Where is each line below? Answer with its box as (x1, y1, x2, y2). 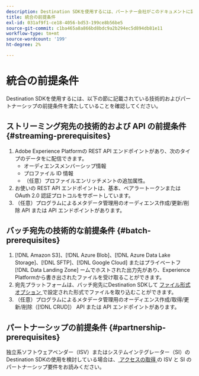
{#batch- (116, 226, 151, 236)
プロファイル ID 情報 (23, 169, 74, 176)
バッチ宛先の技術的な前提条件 (6, 226, 115, 236)
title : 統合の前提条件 (6, 14, 56, 20)
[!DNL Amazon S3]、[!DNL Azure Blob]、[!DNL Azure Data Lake (14, 252, 171, 259)
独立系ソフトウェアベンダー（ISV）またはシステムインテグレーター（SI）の (6, 349, 191, 356)
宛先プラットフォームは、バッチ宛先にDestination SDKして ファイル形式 (14, 281, 191, 288)
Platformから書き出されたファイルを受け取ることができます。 (14, 274, 165, 281)
